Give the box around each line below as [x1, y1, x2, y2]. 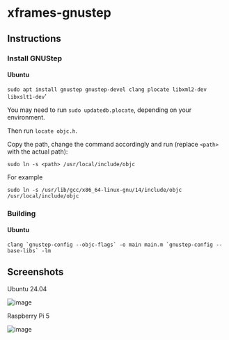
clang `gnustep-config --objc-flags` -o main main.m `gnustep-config [7, 241, 214, 248]
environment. [7, 113, 45, 121]
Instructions [7, 33, 61, 44]
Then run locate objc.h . [7, 127, 78, 135]
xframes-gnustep [7, 5, 111, 21]
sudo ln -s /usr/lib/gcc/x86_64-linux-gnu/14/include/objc [7, 186, 182, 193]
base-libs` [7, 247, 39, 254]
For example [7, 172, 43, 181]
